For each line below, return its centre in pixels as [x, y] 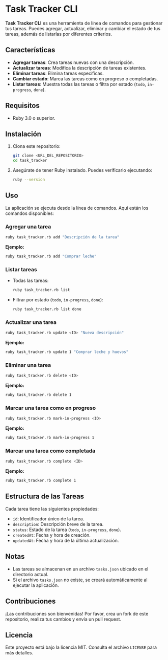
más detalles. [19, 653]
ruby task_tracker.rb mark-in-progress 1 [50, 438]
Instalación [23, 134]
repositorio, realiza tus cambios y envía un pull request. [63, 619]
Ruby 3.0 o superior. [34, 118]
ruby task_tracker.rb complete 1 [41, 481]
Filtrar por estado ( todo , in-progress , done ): [58, 300]
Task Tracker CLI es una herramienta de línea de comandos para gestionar [84, 23]
